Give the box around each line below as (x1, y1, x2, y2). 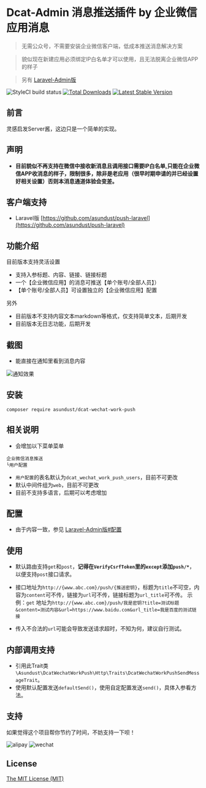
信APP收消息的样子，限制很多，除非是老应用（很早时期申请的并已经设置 (15, 170, 199, 177)
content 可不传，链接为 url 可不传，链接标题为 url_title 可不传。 (26, 591, 186, 599)
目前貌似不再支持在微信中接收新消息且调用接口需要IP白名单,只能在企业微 (15, 162, 200, 169)
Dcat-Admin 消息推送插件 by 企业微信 (6, 6, 197, 20)
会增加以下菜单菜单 (15, 442, 64, 449)
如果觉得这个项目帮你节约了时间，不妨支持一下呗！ (6, 729, 135, 736)
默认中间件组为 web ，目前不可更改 (15, 481, 99, 488)
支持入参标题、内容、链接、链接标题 (15, 271, 107, 279)
